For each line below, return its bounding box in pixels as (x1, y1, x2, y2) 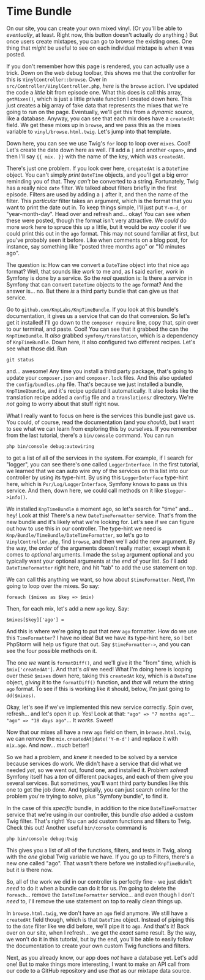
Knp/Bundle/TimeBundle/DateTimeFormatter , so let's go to (6, 531, 149, 538)
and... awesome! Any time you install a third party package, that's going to (6, 367, 194, 375)
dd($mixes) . (6, 692, 35, 699)
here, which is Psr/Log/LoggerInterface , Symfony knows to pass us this (6, 480, 188, 487)
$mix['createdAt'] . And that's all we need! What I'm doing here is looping (6, 665, 193, 673)
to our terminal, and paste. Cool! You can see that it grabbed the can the (6, 325, 188, 333)
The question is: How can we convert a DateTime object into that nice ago (6, 261, 190, 268)
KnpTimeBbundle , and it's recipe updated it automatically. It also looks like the (6, 387, 198, 394)
